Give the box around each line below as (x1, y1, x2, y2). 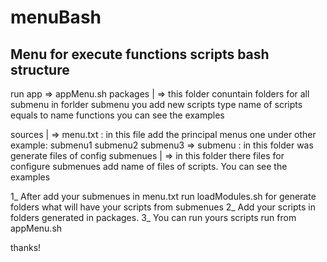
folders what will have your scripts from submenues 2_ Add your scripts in (10, 201, 316, 213)
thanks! (10, 242, 42, 253)
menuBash (10, 6, 102, 29)
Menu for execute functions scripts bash (10, 46, 270, 63)
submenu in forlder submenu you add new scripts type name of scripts (10, 99, 303, 110)
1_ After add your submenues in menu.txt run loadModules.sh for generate (10, 191, 317, 202)
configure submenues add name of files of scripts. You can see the (10, 161, 288, 172)
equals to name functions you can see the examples (10, 109, 225, 121)
